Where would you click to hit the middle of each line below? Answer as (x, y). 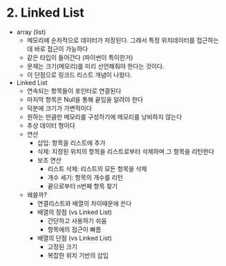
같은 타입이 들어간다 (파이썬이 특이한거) (80, 57)
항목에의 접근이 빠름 (74, 229)
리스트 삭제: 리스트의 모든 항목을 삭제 (97, 168)
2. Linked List (45, 13)
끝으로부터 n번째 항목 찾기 (83, 186)
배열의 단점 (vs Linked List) (74, 238)
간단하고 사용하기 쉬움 (77, 220)
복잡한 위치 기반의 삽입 (78, 255)
